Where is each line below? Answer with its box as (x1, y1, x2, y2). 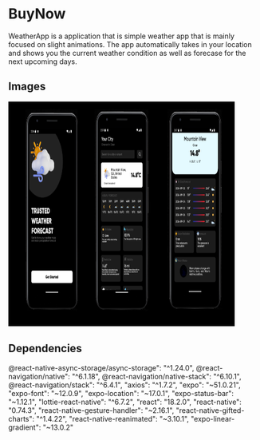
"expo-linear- (191, 414, 235, 423)
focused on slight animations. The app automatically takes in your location (8, 39, 253, 49)
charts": (8, 414, 35, 423)
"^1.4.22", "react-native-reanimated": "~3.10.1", (35, 414, 190, 423)
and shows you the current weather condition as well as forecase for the (8, 48, 246, 57)
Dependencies (8, 342, 82, 355)
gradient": (8, 422, 41, 432)
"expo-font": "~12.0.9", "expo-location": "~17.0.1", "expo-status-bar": (8, 388, 234, 398)
